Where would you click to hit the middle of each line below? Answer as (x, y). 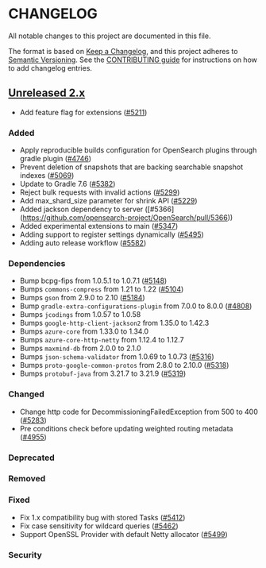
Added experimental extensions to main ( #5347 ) (99, 226)
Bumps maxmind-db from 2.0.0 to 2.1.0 (80, 348)
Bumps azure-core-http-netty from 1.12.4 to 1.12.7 (102, 340)
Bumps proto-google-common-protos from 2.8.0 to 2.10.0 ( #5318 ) (124, 365)
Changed (27, 394)
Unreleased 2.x (47, 93)
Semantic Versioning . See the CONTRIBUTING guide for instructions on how (133, 60)
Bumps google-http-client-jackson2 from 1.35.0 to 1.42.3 (114, 323)
